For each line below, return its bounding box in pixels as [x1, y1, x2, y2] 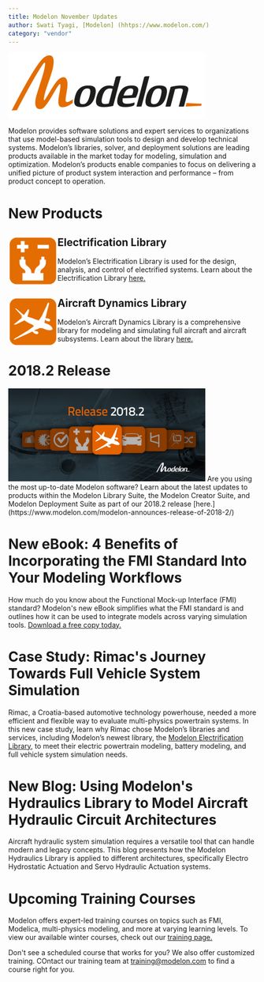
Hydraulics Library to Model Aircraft [8, 794, 248, 812]
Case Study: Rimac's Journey [8, 648, 206, 666]
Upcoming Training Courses [8, 889, 196, 908]
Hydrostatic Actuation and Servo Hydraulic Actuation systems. [8, 862, 211, 871]
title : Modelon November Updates [8, 13, 118, 21]
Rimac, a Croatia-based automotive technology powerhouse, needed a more [8, 708, 257, 717]
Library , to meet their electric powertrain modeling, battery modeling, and [8, 741, 247, 750]
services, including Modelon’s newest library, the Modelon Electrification [8, 732, 244, 742]
